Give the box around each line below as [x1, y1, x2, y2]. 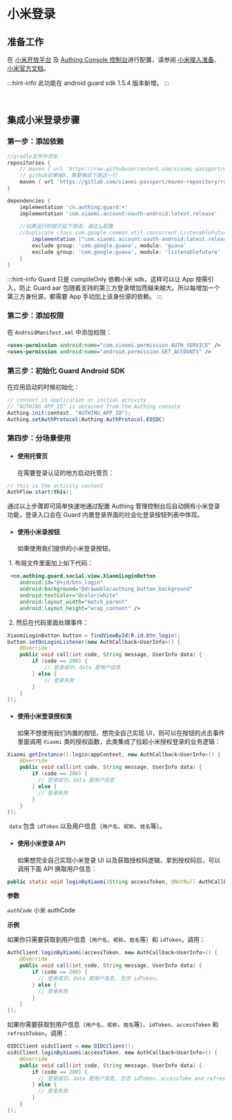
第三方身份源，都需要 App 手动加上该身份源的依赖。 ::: [7, 292, 162, 300]
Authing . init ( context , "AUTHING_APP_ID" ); [7, 409, 131, 416]
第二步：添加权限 [7, 311, 64, 321]
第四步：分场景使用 [7, 433, 71, 443]
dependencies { [7, 197, 51, 204]
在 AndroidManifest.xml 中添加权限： [7, 328, 112, 336]
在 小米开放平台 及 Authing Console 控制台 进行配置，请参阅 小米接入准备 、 [7, 56, 220, 63]
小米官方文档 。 [7, 64, 50, 72]
